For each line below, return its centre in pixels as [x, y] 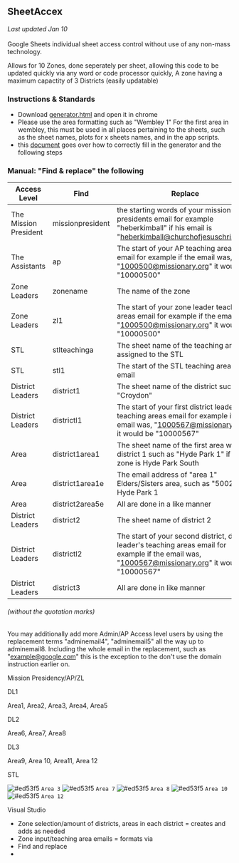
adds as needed [41, 831]
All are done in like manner [161, 588]
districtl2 [67, 554]
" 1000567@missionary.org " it [168, 563]
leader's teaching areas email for [172, 545]
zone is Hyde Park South [158, 463]
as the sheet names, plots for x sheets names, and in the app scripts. [118, 138]
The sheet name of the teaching [170, 346]
